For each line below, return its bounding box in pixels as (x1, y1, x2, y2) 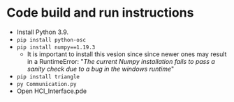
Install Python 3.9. (16, 28, 69, 36)
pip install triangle (16, 73, 80, 80)
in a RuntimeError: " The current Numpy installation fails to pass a (27, 57, 216, 65)
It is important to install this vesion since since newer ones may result (27, 50, 227, 58)
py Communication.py (16, 80, 77, 87)
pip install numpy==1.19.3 (16, 44, 96, 51)
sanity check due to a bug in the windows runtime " (27, 65, 175, 73)
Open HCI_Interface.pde (16, 87, 87, 95)
